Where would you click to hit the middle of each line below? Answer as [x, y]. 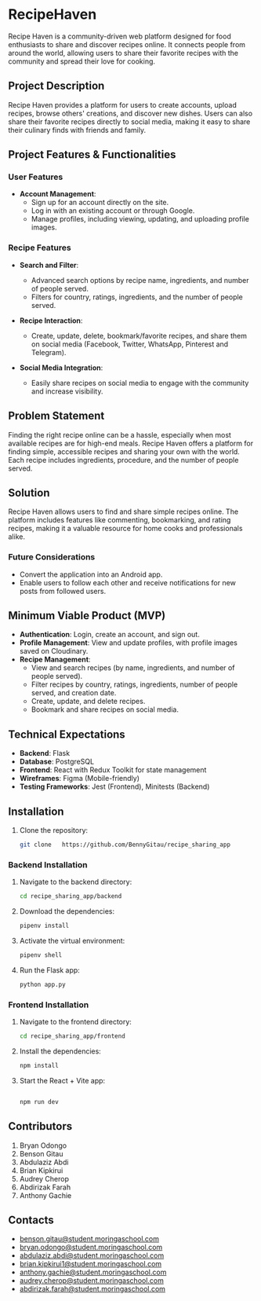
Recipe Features [40, 247]
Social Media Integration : [61, 368]
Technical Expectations [67, 734]
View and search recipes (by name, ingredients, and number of [133, 668]
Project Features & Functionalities [92, 155]
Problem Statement [56, 416]
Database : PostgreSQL [57, 762]
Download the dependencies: [67, 911]
